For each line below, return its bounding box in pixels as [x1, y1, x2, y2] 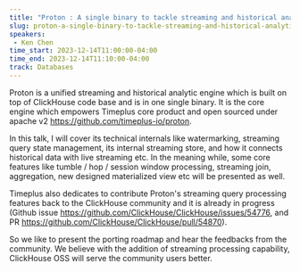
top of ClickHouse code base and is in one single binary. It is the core [9, 96, 265, 107]
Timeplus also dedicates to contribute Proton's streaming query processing [9, 188, 287, 199]
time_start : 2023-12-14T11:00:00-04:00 [9, 46, 158, 55]
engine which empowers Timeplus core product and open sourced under [9, 106, 279, 117]
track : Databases [9, 63, 74, 72]
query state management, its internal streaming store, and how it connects [9, 142, 283, 152]
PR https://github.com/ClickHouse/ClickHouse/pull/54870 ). [9, 216, 228, 227]
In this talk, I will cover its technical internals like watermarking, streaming [9, 133, 279, 144]
